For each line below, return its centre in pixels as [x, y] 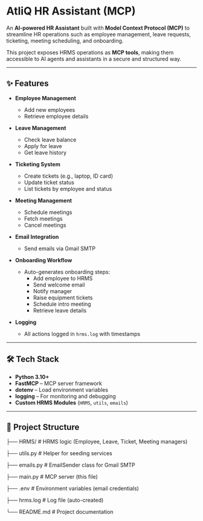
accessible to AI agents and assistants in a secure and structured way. [94, 59]
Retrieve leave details [60, 310]
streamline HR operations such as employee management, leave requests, [99, 34]
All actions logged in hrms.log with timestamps [82, 334]
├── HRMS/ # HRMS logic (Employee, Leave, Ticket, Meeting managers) [97, 442]
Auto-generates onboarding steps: [67, 272]
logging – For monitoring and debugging [65, 396]
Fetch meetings [43, 218]
